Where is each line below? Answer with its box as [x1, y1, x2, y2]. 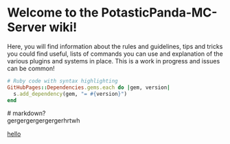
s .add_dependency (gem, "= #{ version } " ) [13, 90, 128, 97]
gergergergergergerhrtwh [7, 116, 80, 125]
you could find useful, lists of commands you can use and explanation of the [7, 50, 223, 58]
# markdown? [7, 109, 46, 118]
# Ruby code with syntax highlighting [7, 77, 118, 84]
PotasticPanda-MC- [101, 5, 218, 21]
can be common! [7, 64, 55, 72]
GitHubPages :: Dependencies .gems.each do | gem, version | [7, 84, 170, 91]
